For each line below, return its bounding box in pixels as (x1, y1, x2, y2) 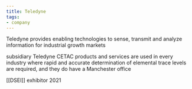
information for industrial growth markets (6, 42, 106, 49)
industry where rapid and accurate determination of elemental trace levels (6, 59, 187, 66)
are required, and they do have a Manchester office (6, 66, 131, 73)
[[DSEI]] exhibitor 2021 (6, 77, 61, 84)
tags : (6, 14, 19, 20)
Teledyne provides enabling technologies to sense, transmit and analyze (6, 36, 183, 43)
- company (6, 19, 31, 25)
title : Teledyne (6, 8, 46, 15)
